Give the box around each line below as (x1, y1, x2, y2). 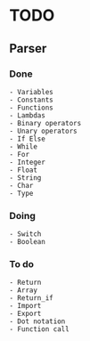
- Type (9, 189, 34, 198)
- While (9, 142, 38, 151)
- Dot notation (9, 317, 66, 326)
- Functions (9, 103, 53, 112)
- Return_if (9, 294, 53, 303)
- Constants (9, 95, 53, 104)
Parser (9, 41, 47, 56)
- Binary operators (9, 118, 82, 127)
